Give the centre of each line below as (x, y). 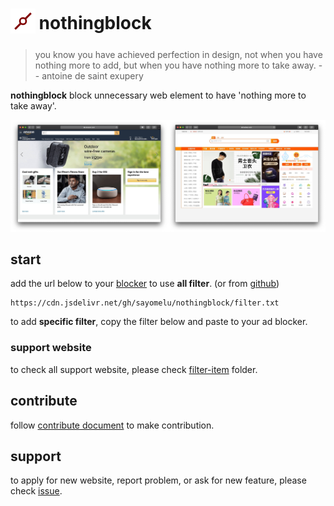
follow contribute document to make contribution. (112, 425)
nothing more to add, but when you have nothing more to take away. (175, 65)
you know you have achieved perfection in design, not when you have (178, 54)
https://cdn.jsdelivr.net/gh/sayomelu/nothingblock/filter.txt (145, 303)
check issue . (36, 491)
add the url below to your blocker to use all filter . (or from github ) (145, 284)
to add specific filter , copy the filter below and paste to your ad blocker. (159, 322)
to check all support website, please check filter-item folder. (134, 369)
